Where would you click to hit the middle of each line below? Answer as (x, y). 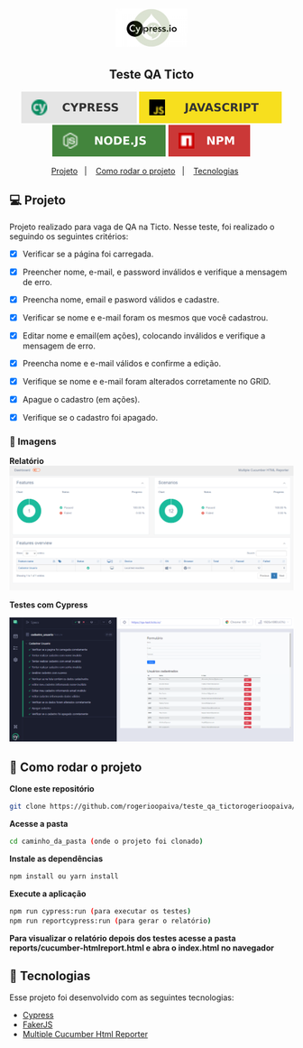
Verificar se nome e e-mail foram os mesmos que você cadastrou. (145, 317)
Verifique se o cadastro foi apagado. (90, 418)
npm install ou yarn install (64, 876)
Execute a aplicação (48, 894)
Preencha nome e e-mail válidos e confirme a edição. (122, 363)
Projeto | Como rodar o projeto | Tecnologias (145, 171)
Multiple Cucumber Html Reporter (85, 1034)
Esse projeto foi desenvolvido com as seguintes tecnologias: (122, 997)
